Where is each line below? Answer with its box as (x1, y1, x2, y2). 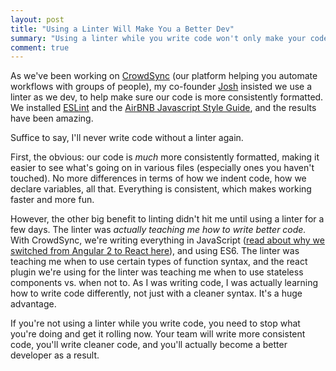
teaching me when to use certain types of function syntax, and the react (10, 256, 308, 268)
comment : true (10, 42, 70, 53)
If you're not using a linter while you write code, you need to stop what (10, 317, 301, 330)
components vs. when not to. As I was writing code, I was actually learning (10, 277, 319, 289)
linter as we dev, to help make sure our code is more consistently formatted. (10, 91, 324, 103)
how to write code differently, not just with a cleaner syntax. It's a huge (10, 287, 303, 300)
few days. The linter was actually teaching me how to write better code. (10, 224, 307, 236)
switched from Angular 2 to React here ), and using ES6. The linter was (10, 245, 300, 257)
